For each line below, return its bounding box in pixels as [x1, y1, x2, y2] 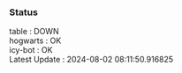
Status [9, 6, 38, 18]
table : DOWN [9, 26, 59, 37]
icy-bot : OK [9, 45, 53, 55]
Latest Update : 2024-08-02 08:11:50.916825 [9, 55, 174, 65]
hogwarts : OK [9, 35, 62, 46]
